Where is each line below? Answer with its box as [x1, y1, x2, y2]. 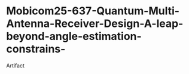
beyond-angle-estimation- [6, 30, 142, 43]
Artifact [6, 61, 25, 69]
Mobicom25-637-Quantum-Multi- [6, 4, 180, 18]
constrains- [6, 42, 66, 56]
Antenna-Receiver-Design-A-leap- [6, 17, 184, 30]
